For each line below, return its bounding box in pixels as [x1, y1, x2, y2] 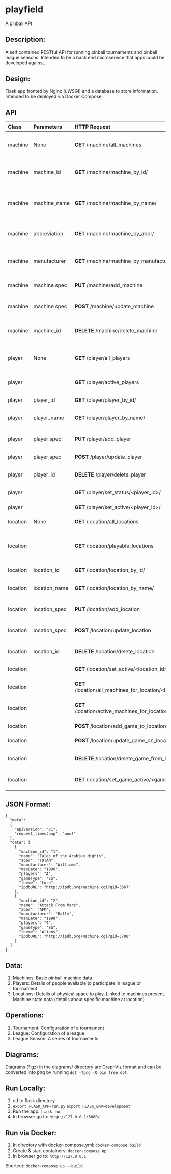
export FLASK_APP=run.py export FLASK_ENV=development [12, 1104, 131, 1109]
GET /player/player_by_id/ [74, 396, 136, 404]
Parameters [33, 123, 63, 131]
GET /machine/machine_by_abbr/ [74, 230, 154, 237]
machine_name [33, 199, 70, 207]
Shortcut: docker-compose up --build [5, 1163, 83, 1169]
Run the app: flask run [12, 1108, 62, 1114]
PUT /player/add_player [74, 435, 131, 442]
